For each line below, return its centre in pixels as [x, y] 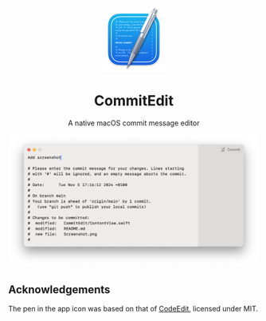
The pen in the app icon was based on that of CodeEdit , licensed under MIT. [133, 309]
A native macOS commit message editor [134, 123]
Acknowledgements [59, 289]
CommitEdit [134, 101]
